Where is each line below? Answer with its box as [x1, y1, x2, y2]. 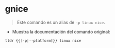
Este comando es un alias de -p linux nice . [16, 19, 105, 25]
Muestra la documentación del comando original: [12, 29, 111, 34]
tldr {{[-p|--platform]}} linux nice [5, 38, 82, 43]
